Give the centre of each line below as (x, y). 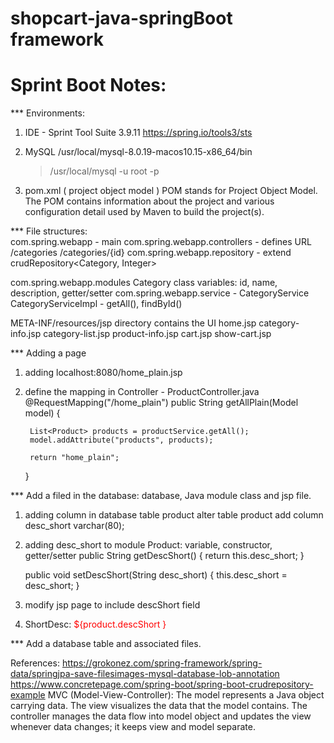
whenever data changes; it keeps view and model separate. (133, 727)
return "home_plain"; (74, 458)
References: (35, 663)
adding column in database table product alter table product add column (174, 515)
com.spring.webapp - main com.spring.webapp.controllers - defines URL (161, 242)
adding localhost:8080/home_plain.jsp (103, 373)
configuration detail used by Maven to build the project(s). (144, 212)
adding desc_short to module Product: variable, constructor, (148, 545)
